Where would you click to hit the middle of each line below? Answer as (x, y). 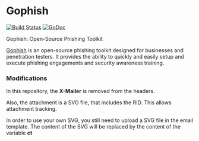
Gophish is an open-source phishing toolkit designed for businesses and (95, 50)
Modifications (27, 78)
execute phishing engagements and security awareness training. (85, 63)
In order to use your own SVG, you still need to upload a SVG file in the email (100, 120)
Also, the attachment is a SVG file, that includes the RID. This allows (89, 102)
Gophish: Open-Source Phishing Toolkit (54, 39)
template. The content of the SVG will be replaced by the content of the (94, 127)
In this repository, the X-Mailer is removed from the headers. (81, 91)
